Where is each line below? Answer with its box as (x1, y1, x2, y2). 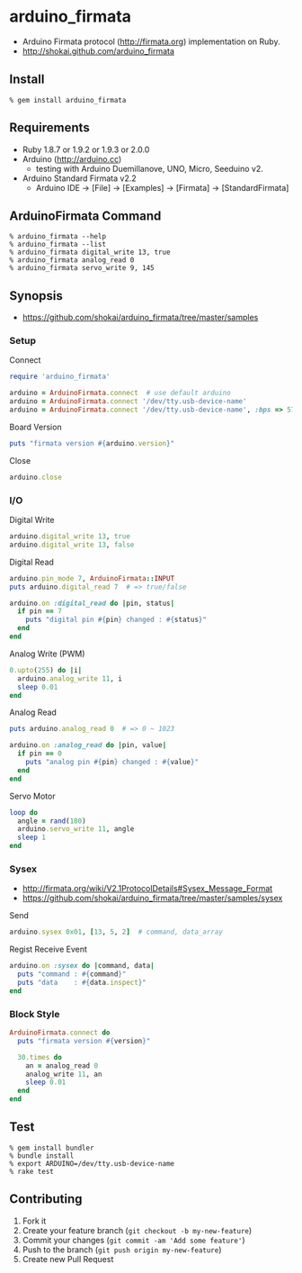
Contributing (9, 1191, 83, 1207)
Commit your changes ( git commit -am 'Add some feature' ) (22, 1234, 245, 1245)
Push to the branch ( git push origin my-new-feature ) (22, 1244, 222, 1255)
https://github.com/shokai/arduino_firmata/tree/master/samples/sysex (22, 893, 283, 904)
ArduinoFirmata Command (9, 208, 162, 223)
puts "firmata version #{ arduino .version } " (9, 438, 175, 447)
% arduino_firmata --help (9, 232, 106, 241)
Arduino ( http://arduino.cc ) (22, 153, 122, 164)
